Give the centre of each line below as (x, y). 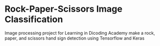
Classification (34, 19)
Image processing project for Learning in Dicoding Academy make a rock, (80, 33)
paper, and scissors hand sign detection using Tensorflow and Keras (75, 38)
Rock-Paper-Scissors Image (63, 9)
